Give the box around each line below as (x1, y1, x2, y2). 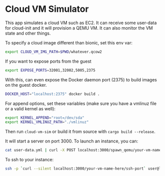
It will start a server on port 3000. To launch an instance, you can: (5, 138, 138, 144)
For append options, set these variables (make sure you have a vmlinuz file (5, 100, 157, 106)
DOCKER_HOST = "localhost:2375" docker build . (5, 91, 100, 97)
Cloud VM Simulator (5, 3, 89, 15)
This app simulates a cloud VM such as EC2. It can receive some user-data (5, 20, 157, 26)
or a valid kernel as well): (5, 106, 55, 111)
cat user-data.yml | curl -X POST (5, 148, 76, 153)
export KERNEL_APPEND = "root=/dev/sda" (5, 115, 84, 120)
